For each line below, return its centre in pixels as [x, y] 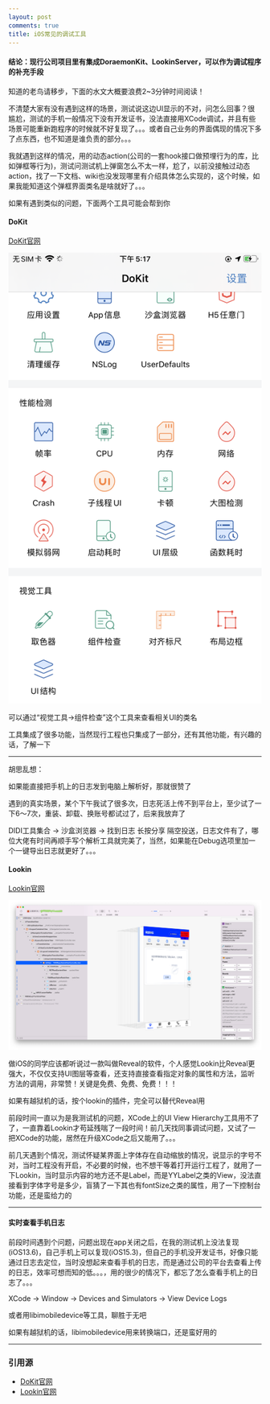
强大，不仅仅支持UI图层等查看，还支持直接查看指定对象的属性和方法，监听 [132, 1073]
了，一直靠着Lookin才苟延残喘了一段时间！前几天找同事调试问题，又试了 [129, 1128]
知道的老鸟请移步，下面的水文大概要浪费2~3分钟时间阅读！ [106, 91]
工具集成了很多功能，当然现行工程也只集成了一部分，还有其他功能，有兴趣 [131, 734]
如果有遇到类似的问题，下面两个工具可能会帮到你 [89, 203]
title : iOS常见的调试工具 [47, 34]
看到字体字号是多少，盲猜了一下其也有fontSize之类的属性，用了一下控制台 [138, 1185]
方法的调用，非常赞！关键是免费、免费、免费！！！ [93, 1084]
